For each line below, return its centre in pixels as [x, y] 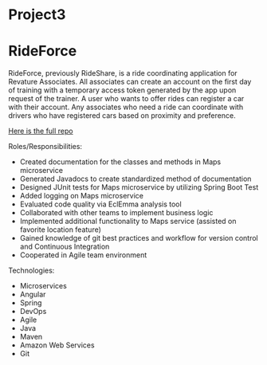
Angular [33, 294]
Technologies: [31, 271]
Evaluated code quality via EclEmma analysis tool [100, 204]
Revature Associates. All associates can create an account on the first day [130, 82]
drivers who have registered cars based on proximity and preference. [122, 116]
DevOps [33, 312]
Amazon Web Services [57, 345]
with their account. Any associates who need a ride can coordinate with [126, 107]
